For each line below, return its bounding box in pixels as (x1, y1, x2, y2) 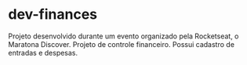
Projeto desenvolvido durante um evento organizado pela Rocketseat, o (8, 31, 239, 41)
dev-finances (8, 5, 98, 23)
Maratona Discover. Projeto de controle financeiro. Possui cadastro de (8, 39, 235, 49)
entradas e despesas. (8, 48, 78, 57)
